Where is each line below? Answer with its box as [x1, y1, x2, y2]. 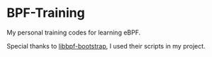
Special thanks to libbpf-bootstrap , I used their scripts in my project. [6, 42, 206, 50]
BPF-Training [6, 5, 86, 21]
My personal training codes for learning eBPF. [6, 28, 141, 37]
